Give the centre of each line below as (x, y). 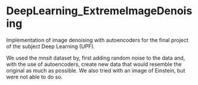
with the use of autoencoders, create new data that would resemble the (94, 64)
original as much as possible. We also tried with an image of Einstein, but (96, 70)
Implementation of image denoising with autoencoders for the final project (98, 40)
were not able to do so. (35, 77)
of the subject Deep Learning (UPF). (51, 46)
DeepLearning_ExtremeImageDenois (99, 11)
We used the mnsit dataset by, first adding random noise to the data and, (96, 58)
